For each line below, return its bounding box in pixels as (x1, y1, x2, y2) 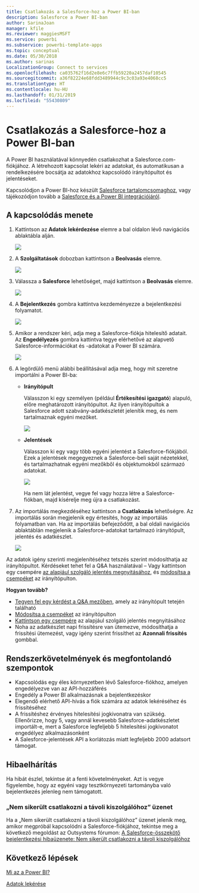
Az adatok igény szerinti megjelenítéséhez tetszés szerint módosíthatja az (6, 556, 188, 563)
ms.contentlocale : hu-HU (6, 87, 68, 93)
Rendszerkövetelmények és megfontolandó (6, 653, 172, 664)
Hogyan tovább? (6, 587, 48, 594)
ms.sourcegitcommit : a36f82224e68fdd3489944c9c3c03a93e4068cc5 (6, 75, 167, 81)
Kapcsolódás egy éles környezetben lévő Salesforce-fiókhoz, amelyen (14, 679, 188, 686)
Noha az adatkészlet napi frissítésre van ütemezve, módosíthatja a (14, 624, 178, 631)
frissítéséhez (14, 704, 47, 711)
